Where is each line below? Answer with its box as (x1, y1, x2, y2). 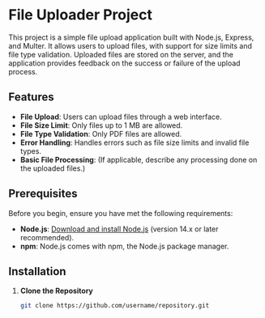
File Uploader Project (8, 6, 152, 24)
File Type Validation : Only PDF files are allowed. (19, 129, 182, 138)
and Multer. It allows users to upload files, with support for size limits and (8, 40, 253, 50)
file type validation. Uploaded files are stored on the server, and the (8, 49, 233, 59)
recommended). (19, 232, 75, 242)
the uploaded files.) (19, 163, 86, 173)
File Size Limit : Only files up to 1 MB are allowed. (19, 120, 183, 130)
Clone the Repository (19, 286, 93, 296)
